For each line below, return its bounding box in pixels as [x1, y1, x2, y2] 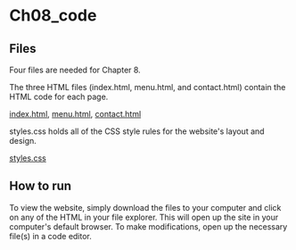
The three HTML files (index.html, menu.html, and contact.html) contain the [9, 82, 286, 92]
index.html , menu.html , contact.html [9, 109, 142, 119]
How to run [9, 179, 72, 194]
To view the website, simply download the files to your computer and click [9, 202, 282, 212]
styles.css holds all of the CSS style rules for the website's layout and [9, 126, 265, 137]
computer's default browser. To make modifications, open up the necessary [9, 221, 288, 232]
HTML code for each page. [9, 91, 109, 102]
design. [9, 136, 37, 146]
